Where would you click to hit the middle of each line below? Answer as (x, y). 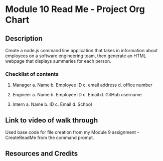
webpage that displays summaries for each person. (58, 61)
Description (24, 38)
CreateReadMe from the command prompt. (50, 138)
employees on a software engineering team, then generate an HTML (76, 56)
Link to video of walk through (52, 120)
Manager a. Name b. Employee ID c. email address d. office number (82, 85)
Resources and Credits (42, 153)
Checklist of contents (32, 74)
